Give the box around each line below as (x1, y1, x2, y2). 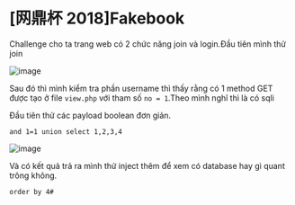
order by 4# (9, 187, 54, 196)
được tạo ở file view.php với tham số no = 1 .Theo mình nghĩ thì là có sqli (9, 92, 274, 103)
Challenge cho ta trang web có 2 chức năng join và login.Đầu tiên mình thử (9, 38, 286, 49)
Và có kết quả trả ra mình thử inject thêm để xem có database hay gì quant (9, 160, 285, 171)
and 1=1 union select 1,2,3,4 (9, 127, 123, 136)
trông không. (9, 170, 58, 181)
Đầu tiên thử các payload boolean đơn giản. (9, 110, 172, 120)
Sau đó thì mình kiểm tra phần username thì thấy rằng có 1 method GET (9, 83, 273, 94)
